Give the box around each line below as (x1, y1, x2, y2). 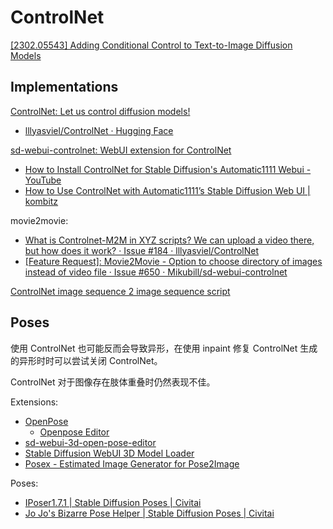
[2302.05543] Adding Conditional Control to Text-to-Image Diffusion (10, 39, 293, 51)
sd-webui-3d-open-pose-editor (24, 436, 157, 448)
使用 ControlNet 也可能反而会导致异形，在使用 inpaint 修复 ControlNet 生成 (10, 342, 318, 354)
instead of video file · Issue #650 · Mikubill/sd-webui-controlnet (24, 266, 288, 278)
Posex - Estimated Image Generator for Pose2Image (24, 457, 240, 470)
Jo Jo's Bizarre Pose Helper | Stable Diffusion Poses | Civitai (24, 507, 275, 519)
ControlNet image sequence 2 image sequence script (10, 285, 231, 297)
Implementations (10, 79, 119, 96)
